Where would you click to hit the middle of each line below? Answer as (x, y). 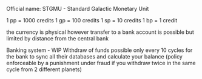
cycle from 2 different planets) (44, 69)
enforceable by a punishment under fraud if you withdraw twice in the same (101, 63)
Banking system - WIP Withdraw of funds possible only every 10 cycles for (99, 50)
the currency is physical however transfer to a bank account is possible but (100, 32)
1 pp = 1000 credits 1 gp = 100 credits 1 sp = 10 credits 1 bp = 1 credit (92, 20)
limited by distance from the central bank (58, 38)
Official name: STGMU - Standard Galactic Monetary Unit (78, 9)
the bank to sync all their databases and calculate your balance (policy (95, 56)
